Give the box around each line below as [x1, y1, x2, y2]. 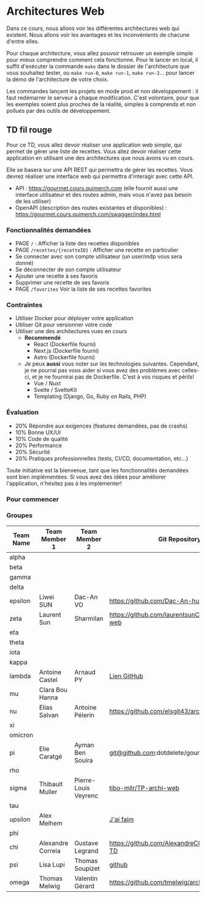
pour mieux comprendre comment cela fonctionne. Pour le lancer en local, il [6, 56, 198, 63]
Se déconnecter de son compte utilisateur [15, 266, 121, 274]
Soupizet [74, 864, 100, 872]
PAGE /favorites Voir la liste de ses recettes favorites [15, 285, 151, 293]
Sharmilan [74, 614, 104, 623]
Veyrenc [74, 791, 99, 800]
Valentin [74, 874, 98, 883]
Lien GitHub [109, 672, 143, 680]
